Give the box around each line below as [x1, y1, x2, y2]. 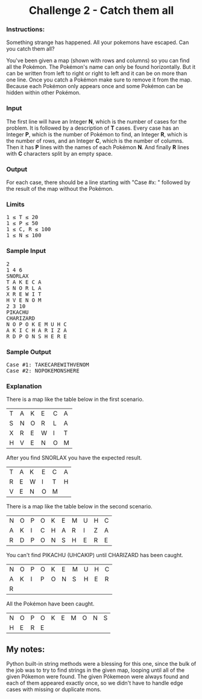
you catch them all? [6, 45, 55, 53]
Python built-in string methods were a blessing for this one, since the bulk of [6, 660, 197, 668]
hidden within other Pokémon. [6, 89, 81, 97]
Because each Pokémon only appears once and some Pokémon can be [6, 83, 183, 90]
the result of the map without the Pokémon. [6, 185, 114, 193]
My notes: [6, 644, 45, 654]
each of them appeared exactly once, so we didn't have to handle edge [6, 680, 183, 687]
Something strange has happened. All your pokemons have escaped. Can [6, 39, 189, 46]
